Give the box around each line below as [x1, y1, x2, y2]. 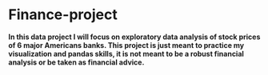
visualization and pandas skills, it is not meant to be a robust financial [8, 49, 244, 58]
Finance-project [8, 6, 118, 24]
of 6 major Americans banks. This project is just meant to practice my [8, 40, 245, 49]
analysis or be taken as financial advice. [8, 57, 145, 67]
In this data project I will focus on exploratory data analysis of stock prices [8, 32, 261, 41]
